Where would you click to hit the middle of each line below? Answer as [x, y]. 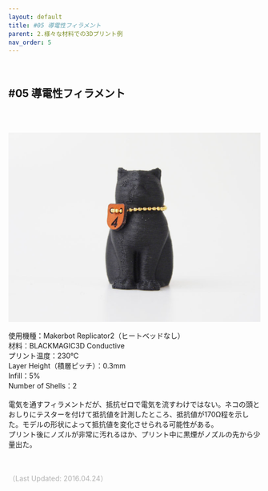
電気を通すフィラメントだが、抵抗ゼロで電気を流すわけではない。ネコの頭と [134, 404]
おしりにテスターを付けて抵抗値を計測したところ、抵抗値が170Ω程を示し [129, 415]
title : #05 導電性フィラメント [55, 25]
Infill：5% [24, 376]
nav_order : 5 [30, 42]
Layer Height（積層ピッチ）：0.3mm [67, 366]
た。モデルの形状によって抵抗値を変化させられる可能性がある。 [113, 425]
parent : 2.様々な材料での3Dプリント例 [66, 34]
